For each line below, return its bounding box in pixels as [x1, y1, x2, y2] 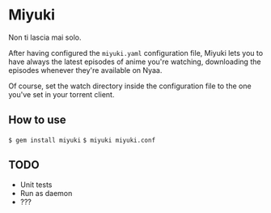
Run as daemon [19, 188, 73, 198]
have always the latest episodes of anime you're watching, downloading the [8, 57, 261, 66]
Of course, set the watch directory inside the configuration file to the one [8, 81, 252, 91]
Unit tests [19, 180, 53, 190]
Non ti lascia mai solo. [8, 32, 82, 42]
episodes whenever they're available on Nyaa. [8, 65, 163, 75]
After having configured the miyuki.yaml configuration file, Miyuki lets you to [8, 48, 264, 58]
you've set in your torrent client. [8, 89, 115, 99]
